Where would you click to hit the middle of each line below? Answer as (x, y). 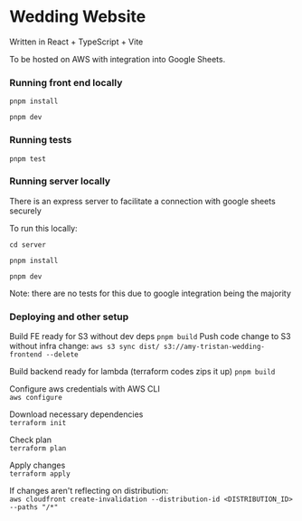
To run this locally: (44, 228)
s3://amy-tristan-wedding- (214, 347)
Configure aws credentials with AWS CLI (85, 389)
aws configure (36, 398)
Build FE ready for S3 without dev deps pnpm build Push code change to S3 (150, 336)
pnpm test (28, 159)
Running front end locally (66, 82)
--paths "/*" (34, 507)
